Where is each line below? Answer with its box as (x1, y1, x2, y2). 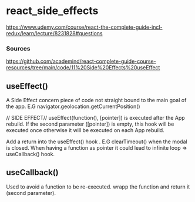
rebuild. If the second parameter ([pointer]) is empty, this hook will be (6, 120, 174, 127)
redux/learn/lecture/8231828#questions (6, 29, 103, 36)
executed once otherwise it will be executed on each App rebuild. (6, 127, 164, 134)
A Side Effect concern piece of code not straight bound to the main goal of (6, 97, 187, 104)
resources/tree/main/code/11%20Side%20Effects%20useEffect (6, 64, 160, 71)
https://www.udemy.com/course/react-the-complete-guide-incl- (6, 23, 163, 31)
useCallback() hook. (6, 151, 55, 158)
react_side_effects (6, 4, 99, 18)
